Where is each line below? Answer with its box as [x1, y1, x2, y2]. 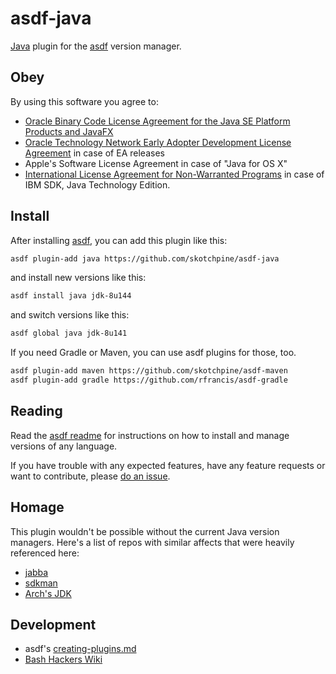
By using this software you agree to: [10, 95, 159, 107]
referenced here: [10, 547, 80, 559]
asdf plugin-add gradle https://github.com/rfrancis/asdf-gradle [10, 375, 288, 386]
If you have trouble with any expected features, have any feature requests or [10, 459, 326, 471]
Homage [10, 499, 65, 516]
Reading [10, 403, 63, 420]
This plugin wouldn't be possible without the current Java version [10, 525, 280, 537]
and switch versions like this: [10, 309, 130, 321]
